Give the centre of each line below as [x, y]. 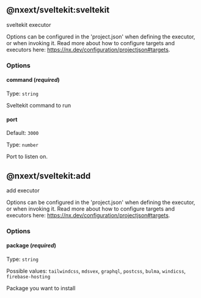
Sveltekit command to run [39, 105]
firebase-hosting [28, 277]
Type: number [22, 145]
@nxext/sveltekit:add [49, 176]
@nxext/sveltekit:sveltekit [58, 10]
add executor [23, 190]
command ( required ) [33, 80]
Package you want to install [41, 288]
